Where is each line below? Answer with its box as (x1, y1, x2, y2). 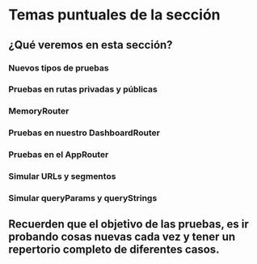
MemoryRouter (8, 105, 70, 117)
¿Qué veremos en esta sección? (8, 38, 173, 52)
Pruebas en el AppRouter (8, 149, 109, 160)
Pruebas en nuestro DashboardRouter (8, 127, 160, 138)
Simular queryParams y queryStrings (8, 193, 158, 204)
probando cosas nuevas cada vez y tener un (8, 230, 236, 244)
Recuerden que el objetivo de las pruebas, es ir (8, 217, 249, 232)
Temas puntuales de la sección (8, 6, 221, 24)
